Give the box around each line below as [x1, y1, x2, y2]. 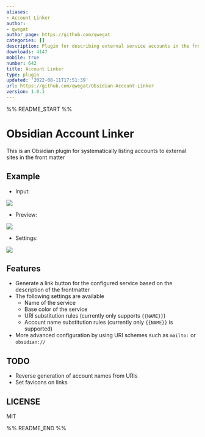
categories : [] [6, 37, 45, 43]
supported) [24, 325, 53, 332]
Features [6, 264, 41, 274]
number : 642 [6, 60, 37, 66]
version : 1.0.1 [6, 89, 45, 95]
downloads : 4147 [6, 49, 48, 55]
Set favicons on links [15, 379, 68, 386]
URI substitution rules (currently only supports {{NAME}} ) [24, 312, 166, 319]
